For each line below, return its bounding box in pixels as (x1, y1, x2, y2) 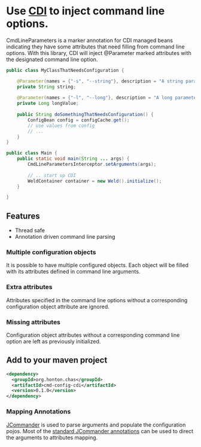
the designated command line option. (6, 56, 98, 63)
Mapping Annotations (6, 408, 71, 416)
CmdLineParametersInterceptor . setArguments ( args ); (28, 162, 157, 168)
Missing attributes (6, 318, 61, 326)
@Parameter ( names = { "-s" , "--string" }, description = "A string (17, 78, 184, 84)
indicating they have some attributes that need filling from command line (6, 43, 185, 50)
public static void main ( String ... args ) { (17, 156, 130, 162)
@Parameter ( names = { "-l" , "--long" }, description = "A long (17, 95, 173, 101)
